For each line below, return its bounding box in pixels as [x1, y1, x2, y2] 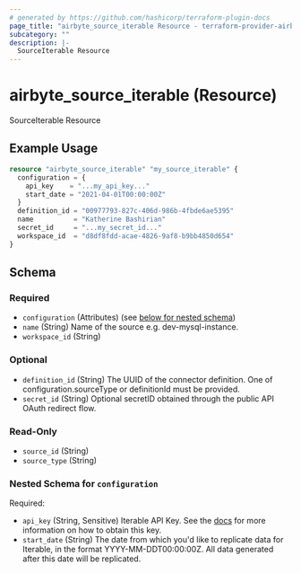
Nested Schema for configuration [9, 477, 159, 489]
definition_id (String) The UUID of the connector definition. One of [21, 374, 273, 384]
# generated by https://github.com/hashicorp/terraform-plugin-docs [9, 13, 271, 22]
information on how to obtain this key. [21, 525, 162, 535]
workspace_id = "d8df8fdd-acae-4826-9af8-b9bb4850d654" [17, 231, 235, 241]
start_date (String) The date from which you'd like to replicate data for [21, 534, 284, 545]
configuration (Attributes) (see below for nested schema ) [21, 312, 236, 323]
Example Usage [9, 141, 99, 156]
